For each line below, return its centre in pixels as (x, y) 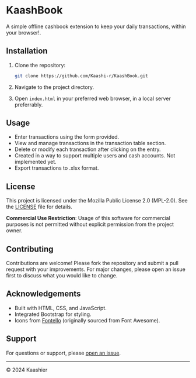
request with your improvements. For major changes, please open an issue (96, 269)
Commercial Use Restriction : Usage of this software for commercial (88, 218)
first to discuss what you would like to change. (62, 276)
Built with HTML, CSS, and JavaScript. (60, 308)
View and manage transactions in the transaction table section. (90, 143)
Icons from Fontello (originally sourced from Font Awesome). (87, 320)
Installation (27, 51)
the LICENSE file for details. (39, 207)
